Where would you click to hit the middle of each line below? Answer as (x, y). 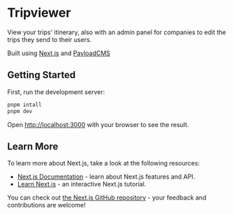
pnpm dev (20, 111)
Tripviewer (39, 13)
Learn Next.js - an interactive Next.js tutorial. (82, 184)
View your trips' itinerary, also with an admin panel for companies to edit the (117, 32)
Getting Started (42, 75)
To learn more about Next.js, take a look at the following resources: (104, 163)
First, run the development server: (56, 91)
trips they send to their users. (50, 39)
